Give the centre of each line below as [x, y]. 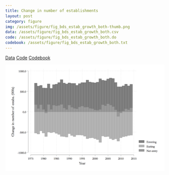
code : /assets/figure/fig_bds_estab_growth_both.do [61, 37]
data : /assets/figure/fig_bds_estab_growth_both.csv [62, 32]
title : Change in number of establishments [52, 11]
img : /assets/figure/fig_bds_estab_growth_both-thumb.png [68, 27]
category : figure [24, 21]
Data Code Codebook [28, 58]
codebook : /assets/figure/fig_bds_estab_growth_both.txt [67, 43]
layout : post [19, 16]
